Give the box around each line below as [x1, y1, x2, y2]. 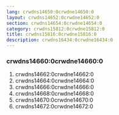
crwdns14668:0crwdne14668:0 [15, 90, 94, 97]
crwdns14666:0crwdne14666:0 [15, 84, 95, 91]
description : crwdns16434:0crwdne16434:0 [6, 37, 114, 43]
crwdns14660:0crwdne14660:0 [6, 57, 104, 65]
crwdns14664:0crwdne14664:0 [15, 77, 95, 85]
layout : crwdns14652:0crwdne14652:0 [6, 15, 99, 21]
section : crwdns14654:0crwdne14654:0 [6, 20, 103, 26]
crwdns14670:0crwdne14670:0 [15, 96, 93, 103]
